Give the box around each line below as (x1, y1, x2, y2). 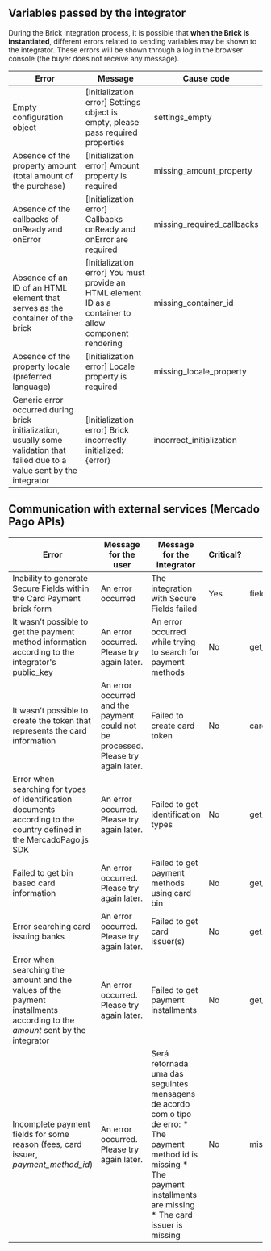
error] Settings (85, 96, 141, 107)
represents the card (12, 725, 87, 736)
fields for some (12, 1128, 70, 1140)
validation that (12, 444, 66, 455)
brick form (12, 603, 52, 614)
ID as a (85, 297, 111, 308)
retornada (151, 1057, 189, 1069)
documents (12, 803, 56, 814)
